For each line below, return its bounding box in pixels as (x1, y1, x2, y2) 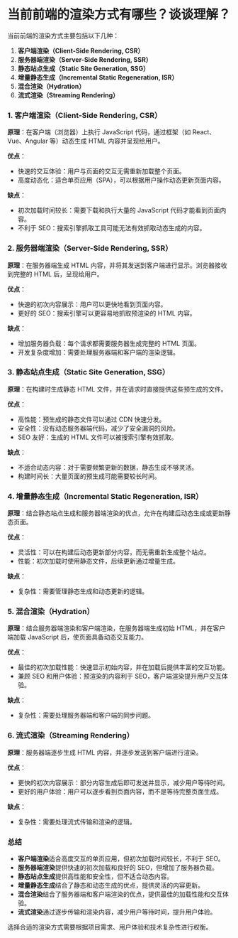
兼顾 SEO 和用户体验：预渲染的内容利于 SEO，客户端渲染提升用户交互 (17, 672, 222, 681)
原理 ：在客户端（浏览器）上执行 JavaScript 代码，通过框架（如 (7, 128, 191, 136)
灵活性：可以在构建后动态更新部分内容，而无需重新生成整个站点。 (17, 548, 210, 556)
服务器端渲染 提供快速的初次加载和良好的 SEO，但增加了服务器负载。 (17, 863, 218, 872)
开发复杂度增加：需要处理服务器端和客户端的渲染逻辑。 (17, 347, 179, 356)
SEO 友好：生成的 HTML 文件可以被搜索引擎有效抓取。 (17, 433, 178, 441)
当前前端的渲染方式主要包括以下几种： (7, 31, 119, 40)
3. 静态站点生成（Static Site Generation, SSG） (7, 367, 170, 377)
